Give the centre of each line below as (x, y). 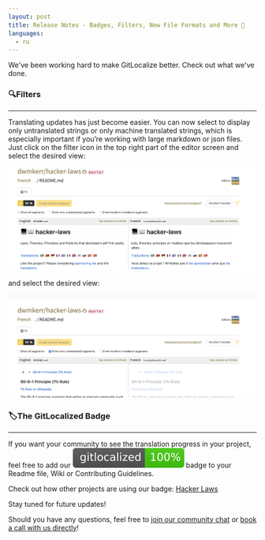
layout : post (30, 17)
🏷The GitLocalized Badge (59, 416)
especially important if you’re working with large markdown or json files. (125, 139)
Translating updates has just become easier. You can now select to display (129, 122)
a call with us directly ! (43, 527)
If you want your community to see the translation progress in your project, (130, 444)
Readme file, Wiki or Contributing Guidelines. (81, 473)
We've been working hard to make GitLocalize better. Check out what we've (131, 65)
